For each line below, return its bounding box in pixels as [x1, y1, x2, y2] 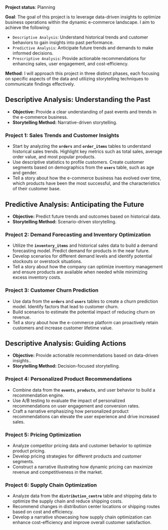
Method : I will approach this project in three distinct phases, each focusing [5, 70, 160, 76]
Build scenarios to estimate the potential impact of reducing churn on [12, 309, 155, 315]
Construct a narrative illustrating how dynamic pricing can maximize [12, 464, 153, 470]
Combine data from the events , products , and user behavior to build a [12, 387, 155, 393]
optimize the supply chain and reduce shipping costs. [12, 498, 123, 504]
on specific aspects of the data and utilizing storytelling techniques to [5, 76, 149, 81]
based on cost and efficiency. [12, 509, 74, 515]
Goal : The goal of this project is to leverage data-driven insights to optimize [5, 14, 161, 19]
